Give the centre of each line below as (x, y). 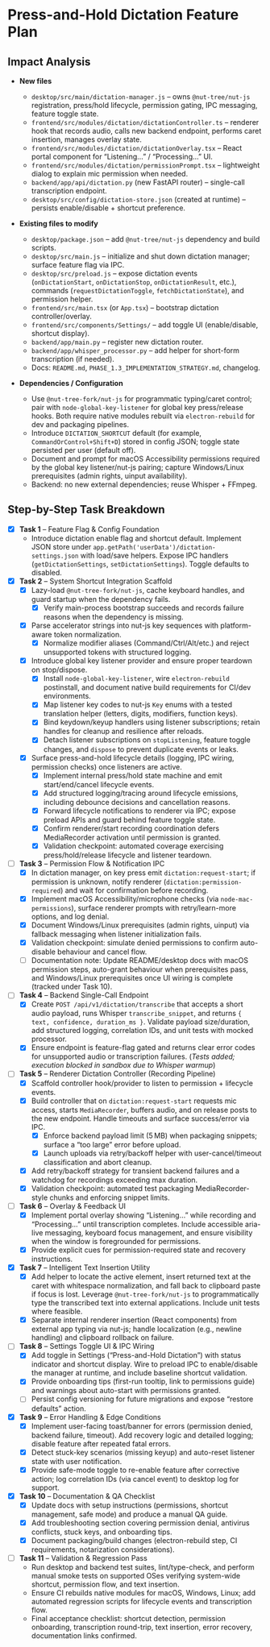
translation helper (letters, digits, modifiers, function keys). (141, 714)
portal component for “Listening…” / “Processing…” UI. (122, 156)
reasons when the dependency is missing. (113, 617)
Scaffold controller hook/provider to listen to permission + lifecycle (142, 1083)
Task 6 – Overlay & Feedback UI (73, 1205)
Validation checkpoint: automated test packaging (112, 1188)
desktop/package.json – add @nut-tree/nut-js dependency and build (145, 239)
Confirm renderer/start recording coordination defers (131, 828)
